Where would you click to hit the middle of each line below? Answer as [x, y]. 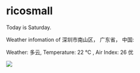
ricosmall [30, 11]
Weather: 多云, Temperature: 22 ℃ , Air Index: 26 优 [70, 52]
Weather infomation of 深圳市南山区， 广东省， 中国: [70, 39]
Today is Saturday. [29, 27]
